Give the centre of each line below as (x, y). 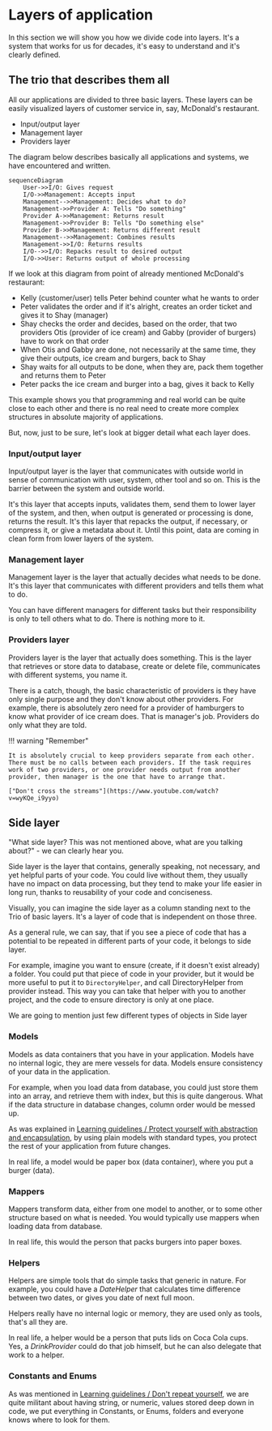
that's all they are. (38, 1322)
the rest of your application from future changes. (90, 1146)
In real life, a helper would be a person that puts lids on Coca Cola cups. (128, 1338)
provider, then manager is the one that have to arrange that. (117, 777)
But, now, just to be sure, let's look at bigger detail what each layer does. (130, 432)
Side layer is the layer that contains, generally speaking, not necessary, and (134, 867)
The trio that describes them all (89, 80)
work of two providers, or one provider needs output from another (125, 769)
